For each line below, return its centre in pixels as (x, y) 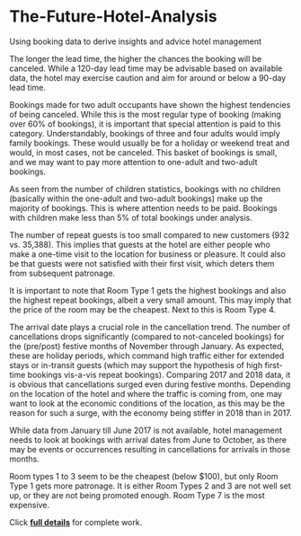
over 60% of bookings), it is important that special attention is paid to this (145, 124)
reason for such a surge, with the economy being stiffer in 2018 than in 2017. (150, 413)
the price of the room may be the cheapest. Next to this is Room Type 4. (143, 309)
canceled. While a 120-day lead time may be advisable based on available (146, 68)
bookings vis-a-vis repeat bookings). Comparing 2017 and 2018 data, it (159, 374)
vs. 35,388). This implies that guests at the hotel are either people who (140, 244)
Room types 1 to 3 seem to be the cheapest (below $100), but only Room (144, 476)
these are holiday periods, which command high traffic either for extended (147, 356)
